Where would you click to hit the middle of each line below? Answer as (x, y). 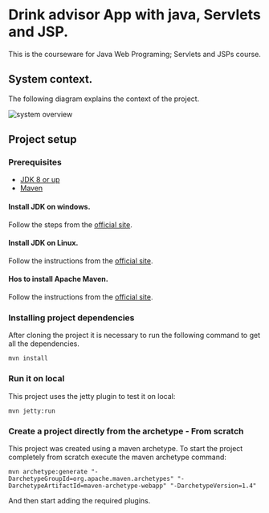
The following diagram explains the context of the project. (104, 99)
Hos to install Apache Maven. (58, 279)
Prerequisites (35, 162)
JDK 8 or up (40, 180)
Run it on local (37, 379)
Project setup (43, 139)
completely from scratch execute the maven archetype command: (118, 457)
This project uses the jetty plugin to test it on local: (92, 396)
